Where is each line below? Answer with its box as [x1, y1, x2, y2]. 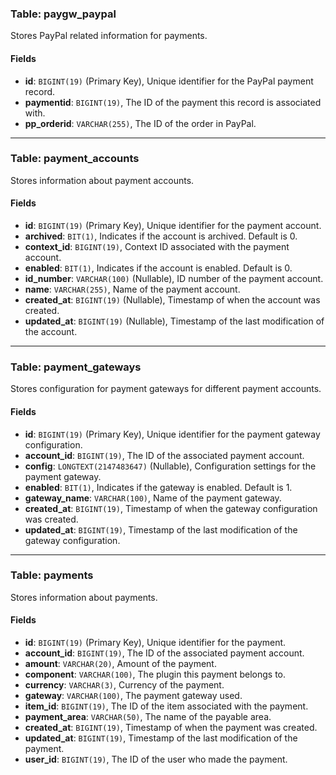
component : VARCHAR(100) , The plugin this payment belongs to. [24, 668, 287, 680]
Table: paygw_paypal [10, 7, 117, 21]
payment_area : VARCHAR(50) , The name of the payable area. [24, 711, 272, 722]
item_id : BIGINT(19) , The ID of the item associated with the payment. [24, 700, 309, 712]
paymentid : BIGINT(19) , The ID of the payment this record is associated [24, 96, 322, 108]
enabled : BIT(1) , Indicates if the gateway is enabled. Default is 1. [24, 481, 293, 493]
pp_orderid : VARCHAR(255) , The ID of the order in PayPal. [24, 117, 257, 129]
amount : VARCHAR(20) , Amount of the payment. [24, 658, 217, 669]
